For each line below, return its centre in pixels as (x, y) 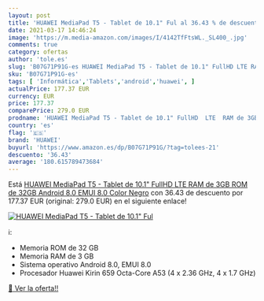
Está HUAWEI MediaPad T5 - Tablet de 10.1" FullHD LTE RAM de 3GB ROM (128, 184)
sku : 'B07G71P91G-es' (44, 74)
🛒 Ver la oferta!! (33, 288)
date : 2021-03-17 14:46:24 (52, 30)
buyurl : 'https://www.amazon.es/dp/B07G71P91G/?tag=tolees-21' (114, 147)
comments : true (33, 45)
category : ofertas (38, 52)
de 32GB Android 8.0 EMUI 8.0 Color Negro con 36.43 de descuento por (126, 193)
